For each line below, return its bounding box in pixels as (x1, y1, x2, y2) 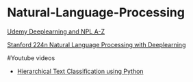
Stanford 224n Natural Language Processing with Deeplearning (7, 40, 186, 49)
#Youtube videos (7, 53, 55, 62)
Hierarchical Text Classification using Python (16, 67, 144, 75)
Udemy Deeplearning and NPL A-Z (7, 27, 105, 36)
